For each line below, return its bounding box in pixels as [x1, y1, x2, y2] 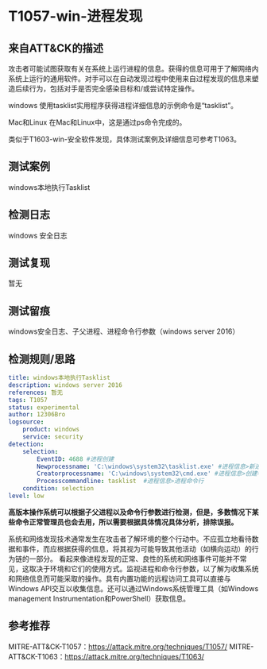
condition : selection [22, 485, 94, 493]
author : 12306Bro [8, 411, 66, 419]
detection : [8, 440, 44, 448]
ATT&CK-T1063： [8, 652, 65, 661]
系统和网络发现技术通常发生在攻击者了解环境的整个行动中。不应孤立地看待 [8, 534, 252, 543]
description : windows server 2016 [8, 381, 123, 389]
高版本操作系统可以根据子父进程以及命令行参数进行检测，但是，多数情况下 [8, 507, 252, 516]
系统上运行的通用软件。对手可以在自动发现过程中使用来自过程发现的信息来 [8, 74, 252, 83]
